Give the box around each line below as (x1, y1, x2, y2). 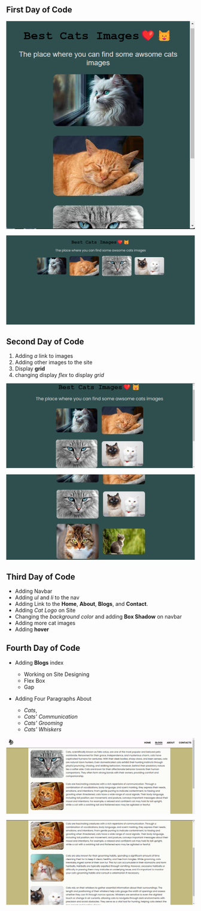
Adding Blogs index (14, 659, 64, 666)
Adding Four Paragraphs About (14, 695, 92, 702)
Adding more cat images (14, 620, 76, 627)
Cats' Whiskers (23, 725, 62, 733)
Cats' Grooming (23, 719, 63, 726)
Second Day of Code (6, 336, 84, 346)
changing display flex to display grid (14, 371, 105, 378)
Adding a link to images (14, 352, 74, 359)
